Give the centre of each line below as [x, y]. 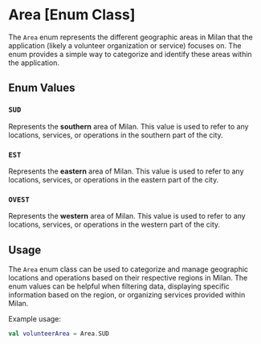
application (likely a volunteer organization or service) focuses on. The [125, 45]
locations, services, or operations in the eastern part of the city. [114, 179]
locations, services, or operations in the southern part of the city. [116, 135]
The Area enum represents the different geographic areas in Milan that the [130, 37]
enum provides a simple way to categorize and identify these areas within [130, 54]
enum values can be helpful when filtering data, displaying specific [119, 286]
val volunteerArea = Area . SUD [59, 334]
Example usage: [35, 319]
